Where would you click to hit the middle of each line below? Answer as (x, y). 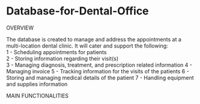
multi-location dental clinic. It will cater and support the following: (87, 46)
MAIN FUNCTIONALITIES (38, 96)
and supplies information (37, 84)
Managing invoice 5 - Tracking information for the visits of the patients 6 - (98, 71)
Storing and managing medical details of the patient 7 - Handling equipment (100, 78)
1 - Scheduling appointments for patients (56, 52)
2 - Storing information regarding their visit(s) (62, 58)
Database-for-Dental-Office (77, 11)
